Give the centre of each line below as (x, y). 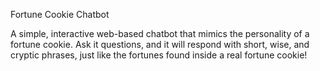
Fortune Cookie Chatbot (60, 14)
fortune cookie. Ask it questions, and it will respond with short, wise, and (160, 44)
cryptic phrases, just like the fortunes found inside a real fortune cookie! (159, 55)
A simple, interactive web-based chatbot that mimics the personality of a (160, 33)
